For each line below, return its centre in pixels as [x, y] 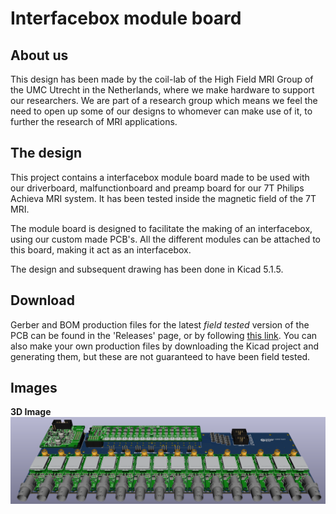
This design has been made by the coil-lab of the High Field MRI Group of [162, 79]
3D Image [31, 412]
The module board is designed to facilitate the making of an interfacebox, [161, 228]
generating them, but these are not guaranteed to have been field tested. [160, 356]
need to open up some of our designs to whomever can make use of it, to [161, 111]
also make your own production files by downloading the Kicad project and [165, 346]
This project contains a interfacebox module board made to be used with [160, 177]
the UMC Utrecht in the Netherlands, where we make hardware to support [162, 90]
